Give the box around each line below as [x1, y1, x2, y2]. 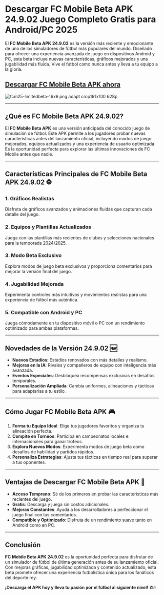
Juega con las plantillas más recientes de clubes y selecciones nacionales [5, 234, 155, 240]
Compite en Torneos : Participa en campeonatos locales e [12, 433, 129, 439]
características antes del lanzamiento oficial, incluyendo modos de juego [5, 135, 152, 141]
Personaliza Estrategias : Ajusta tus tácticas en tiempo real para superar [12, 454, 158, 460]
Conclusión [5, 541, 41, 549]
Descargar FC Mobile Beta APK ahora [5, 81, 121, 89]
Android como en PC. [12, 522, 56, 528]
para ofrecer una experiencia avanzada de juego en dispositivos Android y [5, 50, 155, 57]
